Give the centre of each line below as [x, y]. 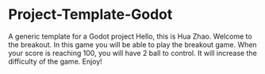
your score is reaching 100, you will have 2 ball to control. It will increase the [133, 53]
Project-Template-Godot [90, 15]
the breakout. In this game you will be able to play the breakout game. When [132, 44]
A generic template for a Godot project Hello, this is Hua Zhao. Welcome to [130, 36]
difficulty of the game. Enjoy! [56, 61]
